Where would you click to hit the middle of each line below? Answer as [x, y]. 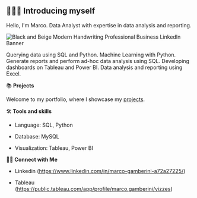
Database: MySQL [37, 136]
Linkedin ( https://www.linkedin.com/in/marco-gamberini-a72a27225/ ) [100, 171]
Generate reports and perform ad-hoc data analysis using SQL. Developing [98, 61]
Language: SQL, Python [44, 125]
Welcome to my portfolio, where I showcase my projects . [76, 99]
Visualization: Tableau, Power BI [54, 148]
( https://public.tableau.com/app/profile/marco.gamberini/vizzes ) [94, 188]
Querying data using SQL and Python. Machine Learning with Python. [91, 55]
